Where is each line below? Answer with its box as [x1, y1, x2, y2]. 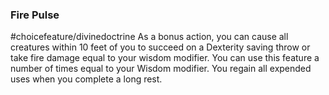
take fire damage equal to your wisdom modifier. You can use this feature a [10, 52, 320, 64]
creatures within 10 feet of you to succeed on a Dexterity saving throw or [10, 41, 311, 53]
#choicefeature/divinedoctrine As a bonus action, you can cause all [10, 31, 289, 43]
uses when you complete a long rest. [10, 73, 163, 85]
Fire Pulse [10, 8, 60, 22]
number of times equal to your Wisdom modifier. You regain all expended [10, 63, 312, 75]
